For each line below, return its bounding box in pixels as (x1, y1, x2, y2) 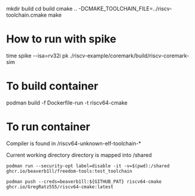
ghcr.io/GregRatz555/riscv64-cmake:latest (6, 183, 114, 190)
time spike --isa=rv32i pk (6, 52, 69, 59)
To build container (6, 79, 99, 93)
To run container (6, 120, 91, 134)
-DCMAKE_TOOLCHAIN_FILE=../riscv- (78, 5, 172, 12)
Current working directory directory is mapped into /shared (6, 151, 152, 158)
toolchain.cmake (6, 11, 47, 19)
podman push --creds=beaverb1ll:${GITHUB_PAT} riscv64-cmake (6, 179, 162, 185)
